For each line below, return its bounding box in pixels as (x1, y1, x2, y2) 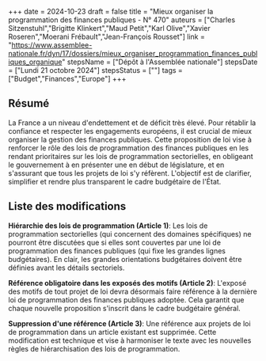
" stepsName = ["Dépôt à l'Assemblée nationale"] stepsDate (62, 57, 258, 66)
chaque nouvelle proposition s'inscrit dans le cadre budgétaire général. (8, 303, 241, 313)
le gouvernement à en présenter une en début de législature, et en (8, 160, 225, 169)
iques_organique (8, 57, 63, 66)
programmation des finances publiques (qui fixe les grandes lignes (8, 245, 226, 256)
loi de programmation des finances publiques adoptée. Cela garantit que (8, 294, 245, 304)
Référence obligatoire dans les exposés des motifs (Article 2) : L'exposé (8, 278, 247, 287)
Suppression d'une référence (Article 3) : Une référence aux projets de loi (8, 318, 251, 328)
